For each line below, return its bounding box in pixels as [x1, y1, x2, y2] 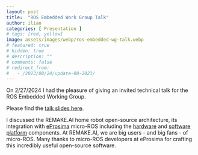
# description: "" [6, 53, 52, 59]
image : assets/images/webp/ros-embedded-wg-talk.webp [6, 37, 144, 43]
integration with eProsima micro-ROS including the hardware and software [6, 123, 191, 130]
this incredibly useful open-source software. [6, 142, 116, 149]
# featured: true [6, 43, 50, 49]
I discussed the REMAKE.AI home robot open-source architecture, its [6, 117, 178, 124]
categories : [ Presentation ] [6, 25, 82, 32]
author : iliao [6, 20, 42, 26]
